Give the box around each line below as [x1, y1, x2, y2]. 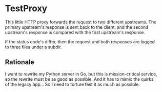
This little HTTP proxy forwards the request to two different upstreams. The [5, 19, 157, 25]
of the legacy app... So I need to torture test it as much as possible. [5, 81, 140, 87]
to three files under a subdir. [5, 44, 62, 50]
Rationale [5, 58, 35, 66]
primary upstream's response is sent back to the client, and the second [5, 24, 149, 30]
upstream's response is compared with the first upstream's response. [5, 29, 145, 35]
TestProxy [5, 3, 47, 14]
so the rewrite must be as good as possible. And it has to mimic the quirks [5, 76, 154, 82]
